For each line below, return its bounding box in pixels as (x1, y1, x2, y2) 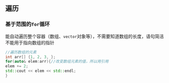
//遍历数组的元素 (5, 50, 37, 55)
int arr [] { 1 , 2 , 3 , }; (5, 54, 56, 59)
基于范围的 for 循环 (5, 21, 50, 28)
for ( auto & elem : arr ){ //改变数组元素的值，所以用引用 (5, 59, 109, 64)
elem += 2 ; (5, 64, 29, 69)
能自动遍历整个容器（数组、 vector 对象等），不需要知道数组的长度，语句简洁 (5, 33, 164, 39)
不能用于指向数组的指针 (5, 39, 54, 46)
